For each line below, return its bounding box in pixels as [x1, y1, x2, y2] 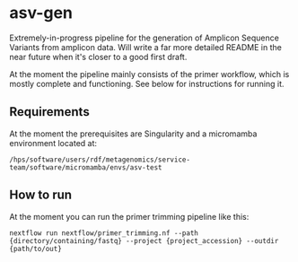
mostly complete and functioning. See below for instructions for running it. [9, 78, 285, 89]
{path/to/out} [9, 244, 63, 253]
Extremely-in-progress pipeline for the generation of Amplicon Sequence [9, 32, 280, 43]
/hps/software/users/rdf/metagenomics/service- [9, 155, 191, 164]
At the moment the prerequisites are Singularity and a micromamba [9, 128, 258, 139]
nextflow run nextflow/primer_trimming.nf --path [9, 228, 199, 238]
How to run [9, 188, 73, 203]
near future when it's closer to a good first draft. [9, 51, 188, 62]
